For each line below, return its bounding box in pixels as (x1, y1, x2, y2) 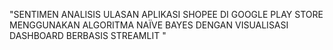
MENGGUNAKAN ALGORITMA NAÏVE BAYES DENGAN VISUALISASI (9, 19, 289, 31)
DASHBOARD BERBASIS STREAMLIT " (9, 30, 167, 41)
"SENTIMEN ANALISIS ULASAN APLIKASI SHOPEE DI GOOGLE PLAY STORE (9, 9, 324, 20)
